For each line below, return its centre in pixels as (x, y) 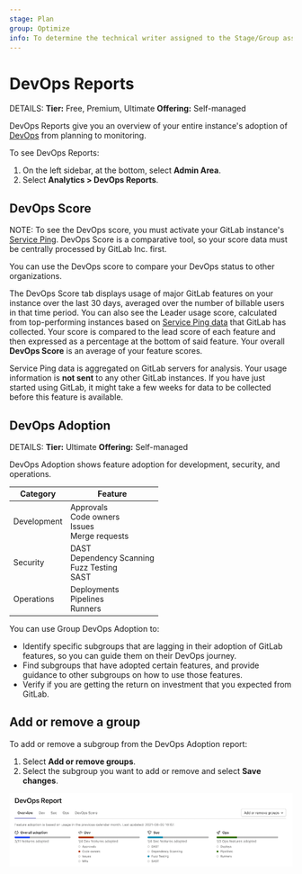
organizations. (36, 276)
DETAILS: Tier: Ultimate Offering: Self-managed (99, 446)
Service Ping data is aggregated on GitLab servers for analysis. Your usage (148, 368)
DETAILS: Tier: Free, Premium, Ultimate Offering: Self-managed (128, 109)
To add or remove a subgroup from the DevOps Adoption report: (129, 743)
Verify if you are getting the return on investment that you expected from (157, 684)
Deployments (95, 590)
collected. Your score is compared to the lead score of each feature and (142, 332)
